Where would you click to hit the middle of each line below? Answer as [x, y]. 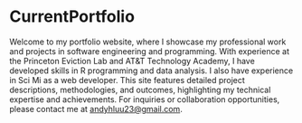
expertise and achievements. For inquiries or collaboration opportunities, [145, 99]
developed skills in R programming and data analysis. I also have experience [151, 71]
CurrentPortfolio [72, 17]
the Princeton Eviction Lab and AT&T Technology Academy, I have [132, 61]
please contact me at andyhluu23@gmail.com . [96, 109]
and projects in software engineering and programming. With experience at [149, 51]
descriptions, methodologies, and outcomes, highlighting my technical [140, 90]
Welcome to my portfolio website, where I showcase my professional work [148, 42]
